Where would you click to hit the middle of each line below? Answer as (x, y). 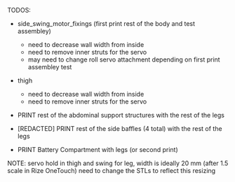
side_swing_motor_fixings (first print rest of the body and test (106, 23)
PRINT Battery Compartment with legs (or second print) (98, 149)
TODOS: (19, 10)
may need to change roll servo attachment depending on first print (124, 59)
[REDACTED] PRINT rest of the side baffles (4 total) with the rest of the (120, 128)
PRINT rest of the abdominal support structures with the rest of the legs (121, 115)
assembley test (50, 67)
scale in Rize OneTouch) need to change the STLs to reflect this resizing (112, 170)
